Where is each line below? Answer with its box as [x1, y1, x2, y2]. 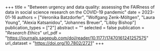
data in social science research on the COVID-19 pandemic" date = [5, 9, 141, 15]
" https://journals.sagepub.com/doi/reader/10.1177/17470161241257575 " [5, 35, 149, 41]
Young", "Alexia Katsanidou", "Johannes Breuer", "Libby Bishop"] [5, 19, 136, 25]
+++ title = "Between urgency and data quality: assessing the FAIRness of [5, 4, 155, 10]
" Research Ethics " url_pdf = [5, 30, 62, 35]
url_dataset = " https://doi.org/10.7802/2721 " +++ [5, 40, 104, 46]
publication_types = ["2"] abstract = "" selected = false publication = [5, 25, 145, 31]
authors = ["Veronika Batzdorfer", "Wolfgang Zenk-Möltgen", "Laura [17, 15, 155, 20]
